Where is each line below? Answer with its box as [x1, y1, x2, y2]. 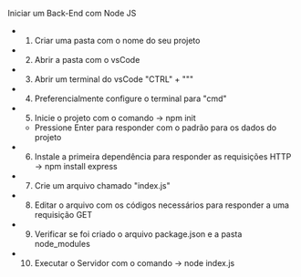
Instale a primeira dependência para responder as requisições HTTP [34, 151, 292, 162]
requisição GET [34, 210, 93, 220]
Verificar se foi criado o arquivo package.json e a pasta [34, 229, 243, 240]
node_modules [34, 239, 91, 249]
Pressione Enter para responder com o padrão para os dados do [34, 122, 277, 133]
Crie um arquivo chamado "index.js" [34, 180, 171, 190]
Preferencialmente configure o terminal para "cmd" [34, 93, 228, 104]
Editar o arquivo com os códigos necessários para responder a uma [34, 200, 290, 210]
